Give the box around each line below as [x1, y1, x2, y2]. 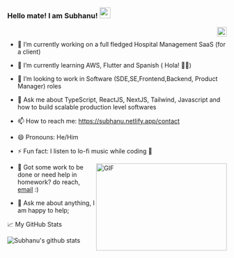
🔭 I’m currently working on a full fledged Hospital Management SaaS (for [17, 40, 226, 49]
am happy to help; [17, 206, 70, 215]
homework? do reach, [17, 178, 80, 186]
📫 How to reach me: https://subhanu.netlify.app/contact [17, 117, 180, 126]
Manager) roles [17, 82, 61, 91]
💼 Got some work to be [17, 163, 84, 172]
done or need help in [17, 171, 77, 179]
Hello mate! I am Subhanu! [7, 10, 98, 20]
